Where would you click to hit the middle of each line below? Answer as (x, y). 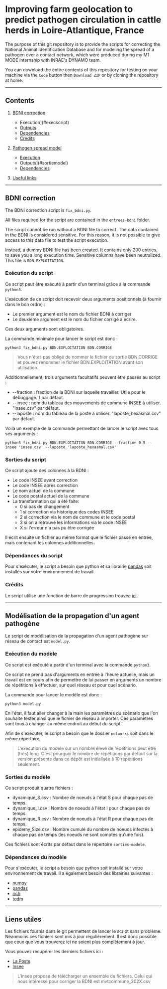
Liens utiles (23, 919)
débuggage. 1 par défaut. (38, 397)
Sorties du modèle (28, 777)
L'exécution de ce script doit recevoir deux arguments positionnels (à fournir (83, 299)
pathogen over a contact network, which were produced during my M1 (77, 55)
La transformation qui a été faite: (46, 501)
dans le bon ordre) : (25, 304)
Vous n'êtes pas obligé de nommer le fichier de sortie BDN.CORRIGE (87, 357)
